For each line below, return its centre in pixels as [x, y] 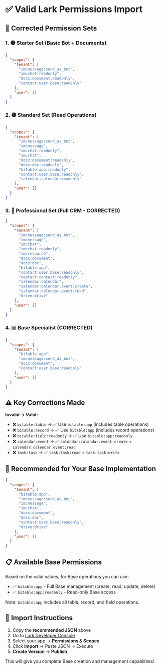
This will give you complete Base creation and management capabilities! [80, 661]
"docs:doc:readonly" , [41, 165]
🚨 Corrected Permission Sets [51, 28]
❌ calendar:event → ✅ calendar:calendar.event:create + [72, 441]
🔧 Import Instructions [39, 618]
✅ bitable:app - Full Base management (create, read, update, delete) [84, 586]
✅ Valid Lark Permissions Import [74, 9]
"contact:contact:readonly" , [49, 277]
